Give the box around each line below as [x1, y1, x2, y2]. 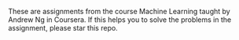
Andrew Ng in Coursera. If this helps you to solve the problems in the [8, 15, 232, 24]
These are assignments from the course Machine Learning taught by [8, 7, 230, 16]
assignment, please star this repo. [8, 24, 118, 32]
